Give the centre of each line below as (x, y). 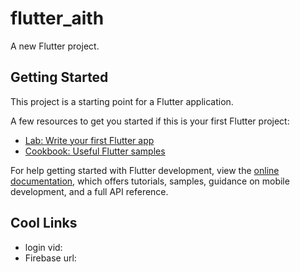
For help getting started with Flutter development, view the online (145, 170)
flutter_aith (57, 18)
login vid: (43, 247)
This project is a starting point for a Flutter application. (122, 101)
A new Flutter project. (55, 46)
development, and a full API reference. (89, 191)
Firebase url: (50, 258)
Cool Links (44, 223)
